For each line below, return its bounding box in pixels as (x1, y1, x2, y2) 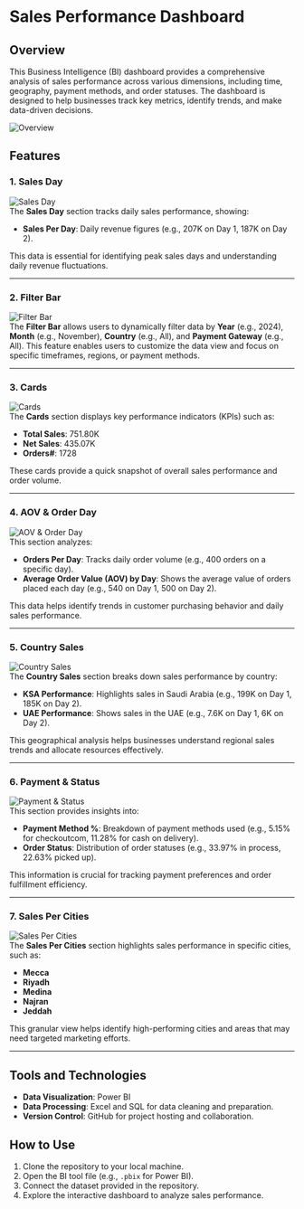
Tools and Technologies (9, 1067, 147, 1082)
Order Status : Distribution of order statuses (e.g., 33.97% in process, (22, 843, 281, 854)
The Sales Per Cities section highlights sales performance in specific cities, (9, 940, 291, 951)
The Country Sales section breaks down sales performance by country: (9, 671, 278, 682)
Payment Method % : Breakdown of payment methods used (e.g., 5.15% (22, 823, 291, 834)
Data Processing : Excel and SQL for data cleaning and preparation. (22, 1101, 274, 1112)
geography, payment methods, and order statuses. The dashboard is (9, 86, 266, 96)
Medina (22, 987, 52, 997)
